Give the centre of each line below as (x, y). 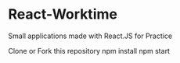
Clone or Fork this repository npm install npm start (89, 51)
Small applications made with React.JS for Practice (90, 36)
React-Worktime (63, 14)
